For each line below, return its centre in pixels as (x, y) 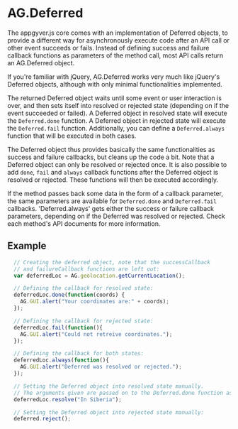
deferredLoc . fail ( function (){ (58, 327)
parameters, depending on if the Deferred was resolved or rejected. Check (116, 216)
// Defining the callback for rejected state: (84, 321)
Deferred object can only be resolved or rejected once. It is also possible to (117, 164)
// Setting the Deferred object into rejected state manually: (109, 412)
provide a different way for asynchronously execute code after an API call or (119, 40)
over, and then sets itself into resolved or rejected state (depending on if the (118, 105)
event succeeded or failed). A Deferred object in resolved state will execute (118, 113)
